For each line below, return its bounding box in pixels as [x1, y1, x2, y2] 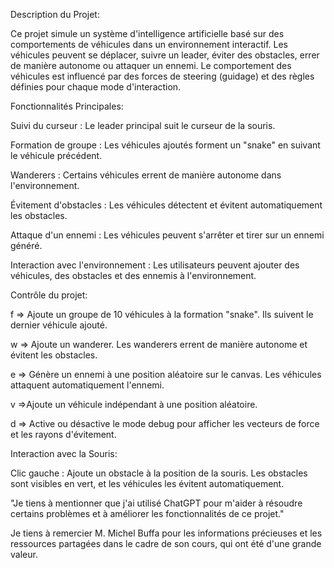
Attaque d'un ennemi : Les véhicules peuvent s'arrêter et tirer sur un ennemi [10, 229, 325, 241]
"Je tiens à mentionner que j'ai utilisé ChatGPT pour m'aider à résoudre [10, 497, 303, 509]
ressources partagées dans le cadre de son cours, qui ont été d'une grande [10, 538, 322, 549]
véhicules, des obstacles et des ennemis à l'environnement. [10, 270, 257, 281]
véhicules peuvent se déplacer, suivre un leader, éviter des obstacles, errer [10, 49, 320, 61]
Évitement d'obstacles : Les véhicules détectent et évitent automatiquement [10, 199, 323, 211]
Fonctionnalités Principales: [10, 100, 124, 112]
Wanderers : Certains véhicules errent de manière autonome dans [10, 169, 282, 181]
